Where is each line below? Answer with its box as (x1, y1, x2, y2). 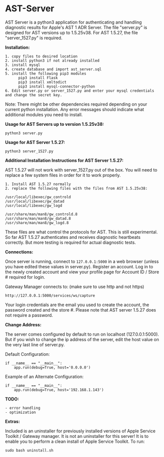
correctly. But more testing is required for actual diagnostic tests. (5, 239, 136, 245)
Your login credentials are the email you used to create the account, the (5, 302, 149, 308)
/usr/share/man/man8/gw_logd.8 (5, 220, 69, 225)
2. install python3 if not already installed (5, 58, 99, 63)
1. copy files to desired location (5, 54, 78, 59)
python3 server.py (5, 131, 43, 136)
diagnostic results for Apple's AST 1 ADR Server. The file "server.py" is (5, 24, 147, 30)
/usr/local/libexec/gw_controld (5, 195, 71, 200)
